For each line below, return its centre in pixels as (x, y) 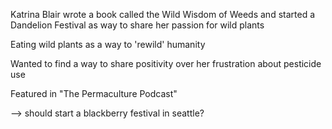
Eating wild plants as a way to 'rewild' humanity (108, 44)
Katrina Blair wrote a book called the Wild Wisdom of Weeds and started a (163, 14)
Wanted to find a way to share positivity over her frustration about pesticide (166, 63)
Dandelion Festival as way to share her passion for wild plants (137, 25)
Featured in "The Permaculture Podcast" (94, 93)
